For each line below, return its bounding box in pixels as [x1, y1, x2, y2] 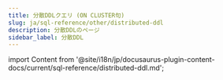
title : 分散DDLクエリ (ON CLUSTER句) [8, 11, 125, 20]
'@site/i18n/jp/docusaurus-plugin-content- [76, 55, 215, 64]
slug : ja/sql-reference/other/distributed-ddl [8, 19, 164, 27]
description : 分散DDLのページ [8, 26, 100, 34]
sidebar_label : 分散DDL [8, 33, 84, 42]
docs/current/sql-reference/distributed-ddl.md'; [8, 64, 164, 73]
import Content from [8, 55, 75, 64]
